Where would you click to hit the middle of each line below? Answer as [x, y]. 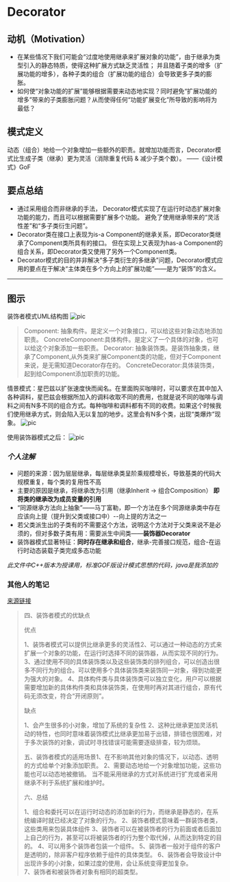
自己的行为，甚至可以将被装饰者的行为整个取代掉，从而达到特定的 [123, 837]
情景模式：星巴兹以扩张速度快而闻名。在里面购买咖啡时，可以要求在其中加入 [115, 388]
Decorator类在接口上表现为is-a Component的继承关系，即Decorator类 [116, 234]
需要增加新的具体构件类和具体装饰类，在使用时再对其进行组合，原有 [120, 688]
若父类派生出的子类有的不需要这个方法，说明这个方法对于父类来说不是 [116, 524]
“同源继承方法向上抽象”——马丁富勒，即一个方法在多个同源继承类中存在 [119, 507]
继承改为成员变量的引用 [68, 499]
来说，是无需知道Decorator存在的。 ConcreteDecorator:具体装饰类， [121, 365]
